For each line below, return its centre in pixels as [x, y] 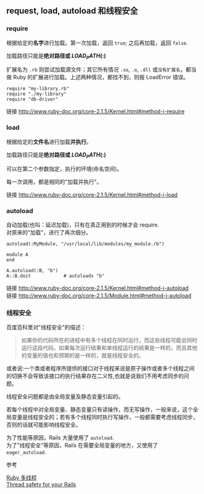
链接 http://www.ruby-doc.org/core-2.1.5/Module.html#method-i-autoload [99, 295]
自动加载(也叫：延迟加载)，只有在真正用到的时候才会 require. [83, 225]
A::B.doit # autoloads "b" [55, 276]
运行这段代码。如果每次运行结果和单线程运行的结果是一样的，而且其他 [109, 348]
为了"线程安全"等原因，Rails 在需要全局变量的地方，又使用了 [82, 445]
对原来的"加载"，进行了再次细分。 [49, 232]
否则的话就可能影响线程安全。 [44, 425]
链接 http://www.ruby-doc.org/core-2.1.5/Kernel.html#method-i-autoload [97, 288]
